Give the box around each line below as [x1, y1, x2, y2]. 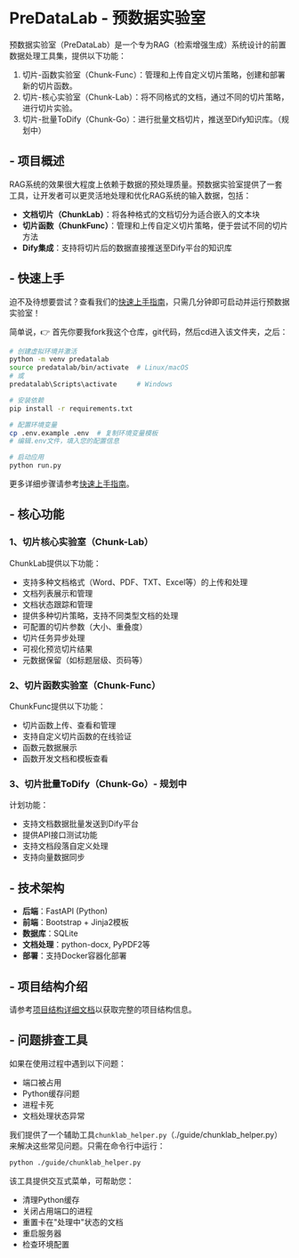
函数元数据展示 [21, 743, 77, 753]
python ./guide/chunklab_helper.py [9, 1158, 141, 1167]
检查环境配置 [21, 1238, 69, 1249]
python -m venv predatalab [9, 355, 109, 364]
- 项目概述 [9, 153, 65, 169]
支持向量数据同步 [21, 852, 85, 863]
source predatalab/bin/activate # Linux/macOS [9, 363, 190, 372]
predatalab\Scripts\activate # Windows [9, 380, 174, 389]
